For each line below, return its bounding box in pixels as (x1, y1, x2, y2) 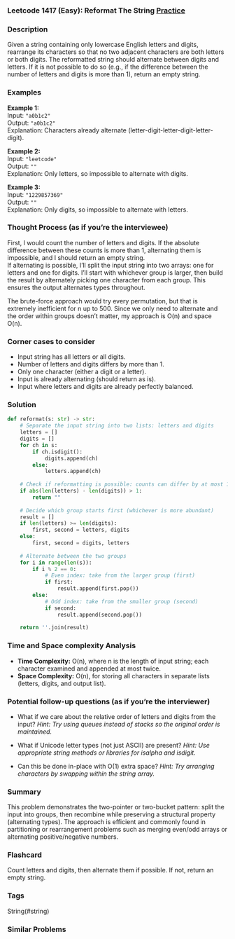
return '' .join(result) (20, 624, 90, 631)
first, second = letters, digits (32, 526, 130, 534)
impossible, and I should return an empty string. (7, 253, 145, 261)
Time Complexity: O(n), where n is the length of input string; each (17, 657, 209, 665)
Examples (7, 88, 42, 97)
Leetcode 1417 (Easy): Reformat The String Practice (7, 6, 185, 15)
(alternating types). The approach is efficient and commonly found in (7, 818, 206, 826)
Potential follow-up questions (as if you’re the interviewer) (7, 697, 211, 706)
